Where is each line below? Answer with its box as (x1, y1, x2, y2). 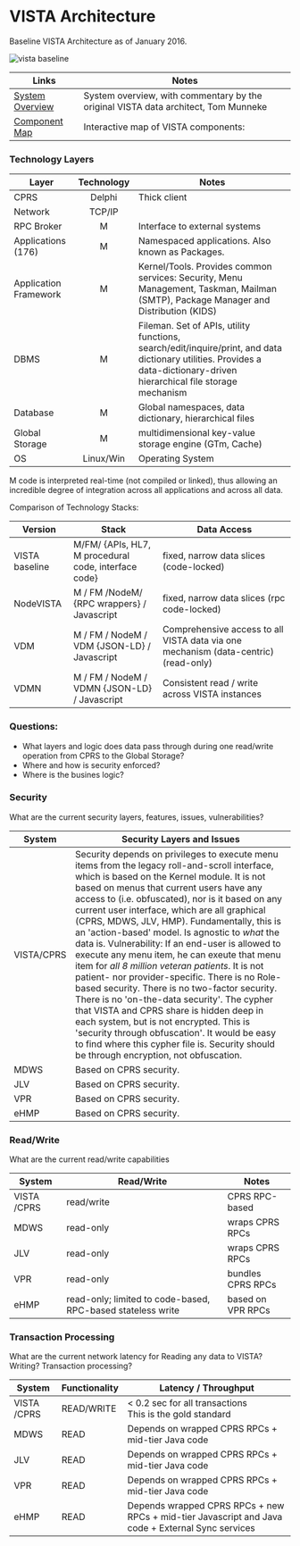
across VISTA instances (162, 688, 262, 700)
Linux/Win (82, 453, 126, 465)
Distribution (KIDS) (137, 305, 217, 318)
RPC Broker (13, 221, 62, 233)
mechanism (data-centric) (162, 646, 274, 658)
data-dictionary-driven (137, 364, 237, 377)
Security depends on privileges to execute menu (75, 848, 279, 860)
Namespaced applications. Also (137, 235, 271, 247)
